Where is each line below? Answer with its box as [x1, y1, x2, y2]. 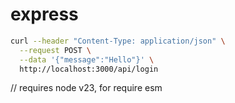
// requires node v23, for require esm [10, 82, 163, 94]
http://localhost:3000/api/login [19, 64, 159, 74]
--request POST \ [19, 45, 92, 55]
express [10, 3, 79, 26]
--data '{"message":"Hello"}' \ [19, 54, 155, 65]
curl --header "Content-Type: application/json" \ [10, 36, 226, 46]
